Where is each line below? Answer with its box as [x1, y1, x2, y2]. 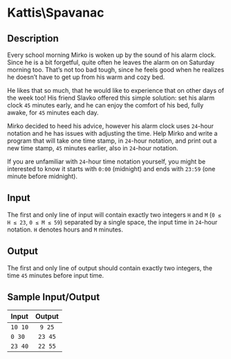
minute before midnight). [7, 172, 78, 180]
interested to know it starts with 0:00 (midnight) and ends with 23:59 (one [7, 165, 216, 173]
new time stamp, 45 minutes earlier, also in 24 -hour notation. [7, 144, 178, 152]
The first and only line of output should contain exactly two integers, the [7, 263, 213, 272]
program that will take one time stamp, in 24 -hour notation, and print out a [7, 137, 217, 145]
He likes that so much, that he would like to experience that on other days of [7, 87, 225, 94]
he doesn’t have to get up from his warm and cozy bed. [7, 73, 165, 81]
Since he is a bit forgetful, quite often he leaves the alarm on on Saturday [7, 58, 215, 67]
